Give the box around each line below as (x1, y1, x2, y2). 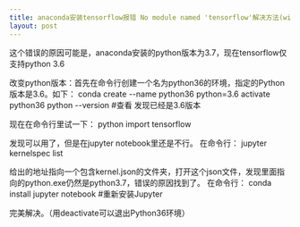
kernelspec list (9, 147, 64, 158)
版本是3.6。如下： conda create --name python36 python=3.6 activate (9, 88, 270, 99)
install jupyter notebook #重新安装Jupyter (9, 189, 163, 199)
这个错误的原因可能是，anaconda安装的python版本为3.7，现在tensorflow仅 (9, 46, 287, 58)
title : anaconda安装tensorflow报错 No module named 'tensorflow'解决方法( (9, 13, 284, 22)
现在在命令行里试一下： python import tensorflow (9, 118, 192, 130)
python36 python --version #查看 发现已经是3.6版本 (9, 99, 201, 110)
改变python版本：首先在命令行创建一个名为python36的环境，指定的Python (9, 77, 285, 88)
